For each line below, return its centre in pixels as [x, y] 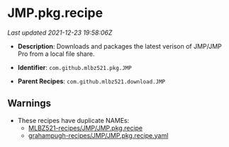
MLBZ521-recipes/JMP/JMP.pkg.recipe [85, 128]
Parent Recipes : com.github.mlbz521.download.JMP [91, 81]
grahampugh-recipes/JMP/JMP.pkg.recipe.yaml [98, 135]
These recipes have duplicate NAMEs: [73, 120]
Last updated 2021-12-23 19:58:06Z [60, 33]
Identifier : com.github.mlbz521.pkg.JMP [75, 67]
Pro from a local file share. [56, 54]
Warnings [29, 104]
